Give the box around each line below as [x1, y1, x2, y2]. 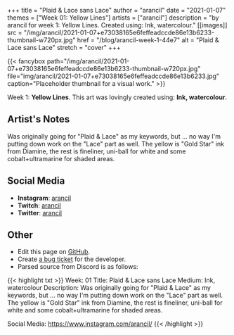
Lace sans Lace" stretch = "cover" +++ [7, 44, 121, 51]
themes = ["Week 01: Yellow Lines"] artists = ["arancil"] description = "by [7, 13, 219, 22]
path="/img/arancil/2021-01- [46, 57, 130, 65]
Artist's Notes [7, 113, 70, 125]
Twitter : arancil [17, 208, 63, 217]
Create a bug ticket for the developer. [17, 255, 126, 263]
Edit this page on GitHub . [17, 248, 90, 256]
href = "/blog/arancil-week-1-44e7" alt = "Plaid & [77, 36, 219, 44]
